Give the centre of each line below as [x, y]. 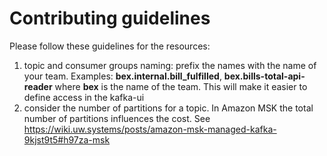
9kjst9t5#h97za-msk [67, 139]
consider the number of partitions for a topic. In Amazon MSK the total [168, 108]
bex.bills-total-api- [264, 76]
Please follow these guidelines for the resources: [110, 46]
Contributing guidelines [110, 18]
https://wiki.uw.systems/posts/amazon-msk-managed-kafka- [150, 129]
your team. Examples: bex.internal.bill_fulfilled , [122, 76]
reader [38, 86]
